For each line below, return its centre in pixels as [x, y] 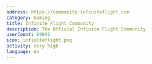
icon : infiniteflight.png [39, 40]
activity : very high [33, 46]
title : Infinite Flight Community [50, 23]
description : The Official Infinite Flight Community [76, 29]
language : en [23, 52]
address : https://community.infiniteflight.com [68, 12]
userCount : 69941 [28, 35]
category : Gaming [28, 18]
